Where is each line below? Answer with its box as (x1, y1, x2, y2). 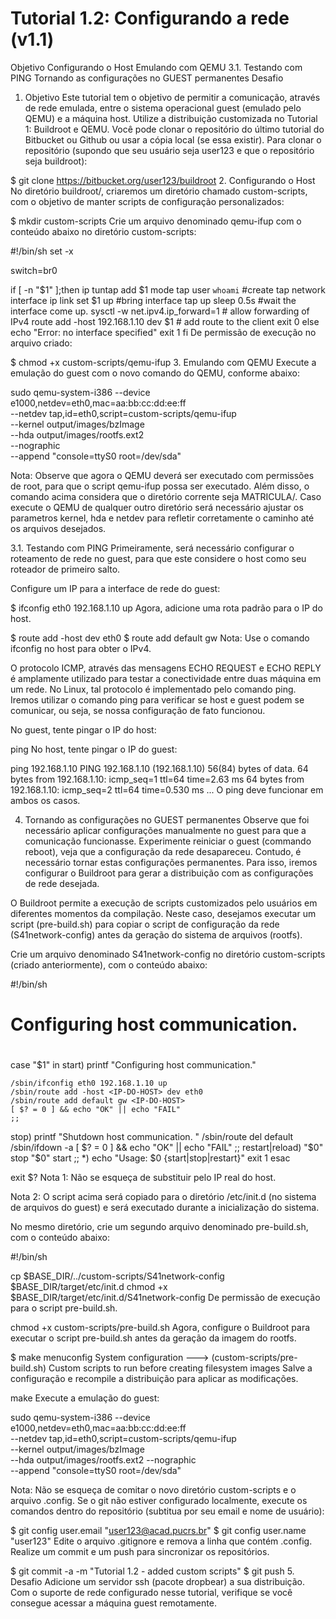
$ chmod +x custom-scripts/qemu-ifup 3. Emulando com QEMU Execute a (10, 356, 317, 368)
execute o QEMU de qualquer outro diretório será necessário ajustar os (10, 501, 304, 513)
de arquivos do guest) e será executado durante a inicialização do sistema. (10, 1202, 320, 1214)
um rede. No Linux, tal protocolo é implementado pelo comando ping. (10, 683, 297, 695)
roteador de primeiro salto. (10, 563, 121, 575)
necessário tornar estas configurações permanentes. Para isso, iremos (24, 856, 318, 868)
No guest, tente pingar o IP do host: (10, 723, 157, 736)
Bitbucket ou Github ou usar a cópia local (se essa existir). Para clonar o (24, 133, 322, 146)
